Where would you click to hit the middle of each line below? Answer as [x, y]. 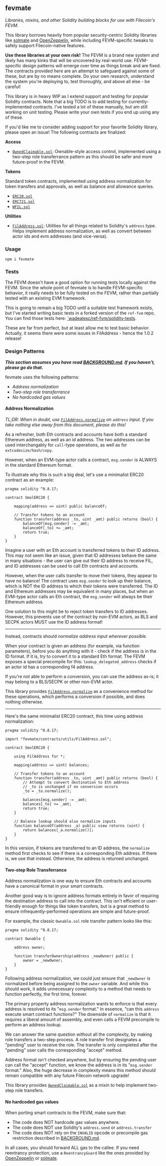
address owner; [30, 948]
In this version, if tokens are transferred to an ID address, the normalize [77, 848]
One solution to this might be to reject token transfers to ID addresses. [77, 611]
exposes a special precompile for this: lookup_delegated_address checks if [81, 661]
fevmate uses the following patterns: [42, 377]
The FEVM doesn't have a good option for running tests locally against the [81, 282]
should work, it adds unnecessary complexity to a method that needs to [78, 989]
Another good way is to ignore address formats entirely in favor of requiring [82, 896]
